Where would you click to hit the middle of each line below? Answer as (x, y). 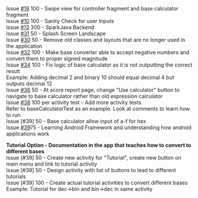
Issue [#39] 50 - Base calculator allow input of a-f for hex (76, 121)
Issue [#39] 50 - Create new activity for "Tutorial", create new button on (94, 158)
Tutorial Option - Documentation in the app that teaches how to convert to (99, 145)
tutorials (16, 176)
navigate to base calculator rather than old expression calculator (85, 96)
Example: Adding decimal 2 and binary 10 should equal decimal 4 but (90, 77)
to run (13, 115)
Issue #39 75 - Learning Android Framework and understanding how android (99, 127)
